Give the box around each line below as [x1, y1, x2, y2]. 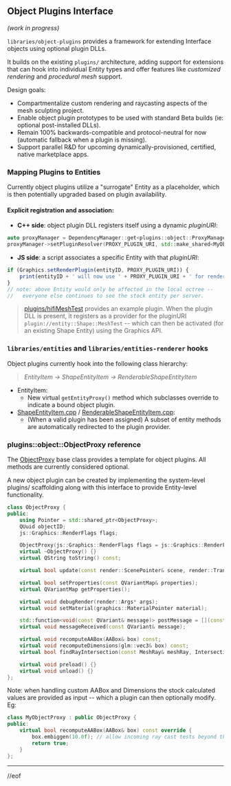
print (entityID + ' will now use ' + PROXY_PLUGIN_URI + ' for [19, 273, 205, 280]
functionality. [7, 491, 45, 499]
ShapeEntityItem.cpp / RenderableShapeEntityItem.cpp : [16, 408, 175, 416]
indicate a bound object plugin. [27, 400, 115, 408]
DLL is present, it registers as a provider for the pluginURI [23, 312, 187, 320]
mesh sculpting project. [16, 106, 85, 114]
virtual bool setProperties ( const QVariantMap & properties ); [19, 579, 198, 587]
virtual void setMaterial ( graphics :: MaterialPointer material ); [19, 604, 208, 611]
